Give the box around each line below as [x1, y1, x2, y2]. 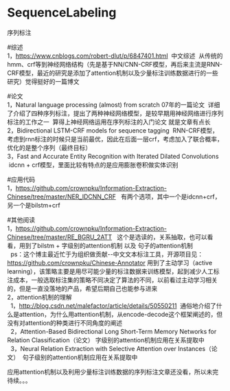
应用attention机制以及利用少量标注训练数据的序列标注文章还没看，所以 [7, 368, 207, 376]
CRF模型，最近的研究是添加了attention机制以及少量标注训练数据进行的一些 [7, 69, 218, 77]
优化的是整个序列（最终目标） [7, 143, 91, 152]
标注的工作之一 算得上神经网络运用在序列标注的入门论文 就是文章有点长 [7, 118, 211, 126]
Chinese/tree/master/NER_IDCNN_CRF [7, 192, 117, 201]
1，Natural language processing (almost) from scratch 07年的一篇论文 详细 [7, 100, 220, 109]
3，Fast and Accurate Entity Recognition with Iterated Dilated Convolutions [7, 152, 219, 160]
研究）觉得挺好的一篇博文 [7, 77, 80, 85]
